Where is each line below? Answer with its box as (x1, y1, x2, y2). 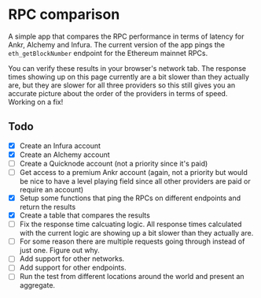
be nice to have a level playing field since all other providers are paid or (19, 177, 251, 186)
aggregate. (19, 281, 56, 290)
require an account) (19, 185, 84, 194)
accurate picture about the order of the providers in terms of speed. (8, 88, 228, 98)
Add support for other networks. (19, 254, 125, 263)
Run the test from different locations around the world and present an (19, 272, 245, 281)
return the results (19, 203, 76, 212)
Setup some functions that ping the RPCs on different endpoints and (19, 193, 241, 203)
